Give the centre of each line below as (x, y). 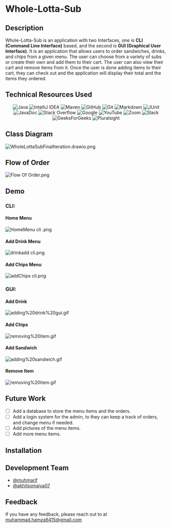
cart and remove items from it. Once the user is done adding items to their (83, 68)
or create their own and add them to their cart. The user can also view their (84, 62)
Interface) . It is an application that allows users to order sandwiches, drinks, (86, 51)
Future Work (26, 399)
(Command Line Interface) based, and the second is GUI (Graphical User (83, 46)
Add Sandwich (21, 348)
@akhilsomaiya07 (31, 486)
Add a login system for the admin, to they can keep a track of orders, (85, 416)
